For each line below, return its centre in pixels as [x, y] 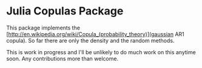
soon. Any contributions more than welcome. [62, 58]
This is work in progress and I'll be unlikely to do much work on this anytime [101, 52]
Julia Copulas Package [65, 11]
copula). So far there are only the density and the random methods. [90, 40]
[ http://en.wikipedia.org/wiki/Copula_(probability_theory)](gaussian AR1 [96, 34]
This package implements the [43, 28]
